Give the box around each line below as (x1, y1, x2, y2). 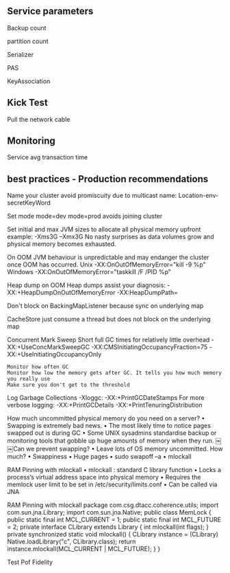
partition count (7, 37, 49, 45)
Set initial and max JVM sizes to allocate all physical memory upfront (7, 225, 201, 234)
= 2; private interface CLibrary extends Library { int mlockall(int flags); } (7, 523, 209, 531)
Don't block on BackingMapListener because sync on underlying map (7, 302, 204, 310)
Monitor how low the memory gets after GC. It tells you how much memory (7, 370, 222, 377)
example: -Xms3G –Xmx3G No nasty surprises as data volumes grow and (7, 233, 214, 241)
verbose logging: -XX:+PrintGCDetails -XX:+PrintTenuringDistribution (7, 401, 203, 409)
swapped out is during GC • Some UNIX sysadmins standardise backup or (7, 429, 217, 437)
